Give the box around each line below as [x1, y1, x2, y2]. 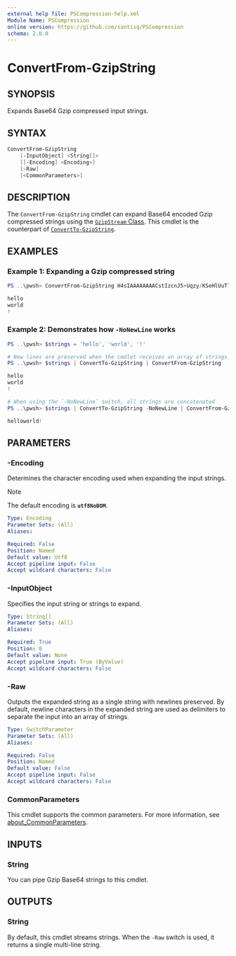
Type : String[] [7, 613, 52, 620]
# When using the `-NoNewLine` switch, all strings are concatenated [7, 398, 216, 405]
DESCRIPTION [7, 191, 70, 203]
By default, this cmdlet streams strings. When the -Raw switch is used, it [7, 933, 215, 941]
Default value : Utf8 [7, 553, 68, 561]
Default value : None [7, 652, 68, 659]
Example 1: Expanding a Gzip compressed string [7, 266, 175, 276]
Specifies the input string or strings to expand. [7, 599, 142, 608]
